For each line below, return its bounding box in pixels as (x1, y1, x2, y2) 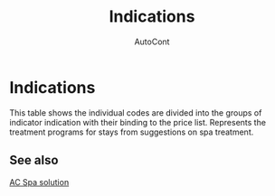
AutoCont (134, 36, 170, 47)
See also (9, 153, 59, 168)
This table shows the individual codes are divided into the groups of (9, 107, 262, 118)
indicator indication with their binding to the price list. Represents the (9, 117, 267, 127)
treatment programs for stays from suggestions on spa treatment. (9, 126, 254, 137)
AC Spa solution (9, 176, 70, 187)
